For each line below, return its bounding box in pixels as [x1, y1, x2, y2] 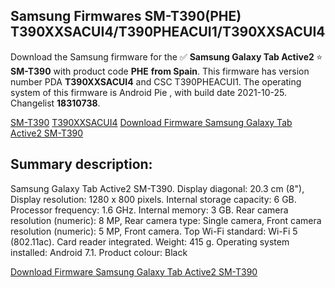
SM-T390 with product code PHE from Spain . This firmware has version [10, 65, 310, 77]
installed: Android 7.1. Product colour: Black [10, 246, 188, 258]
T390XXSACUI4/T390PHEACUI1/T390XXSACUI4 [10, 24, 326, 41]
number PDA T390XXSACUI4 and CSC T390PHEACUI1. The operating [10, 75, 302, 88]
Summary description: [10, 156, 153, 173]
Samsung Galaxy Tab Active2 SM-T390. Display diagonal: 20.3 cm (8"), [10, 182, 305, 194]
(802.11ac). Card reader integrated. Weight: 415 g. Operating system [10, 235, 290, 248]
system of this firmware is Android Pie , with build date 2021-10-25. [10, 86, 288, 98]
